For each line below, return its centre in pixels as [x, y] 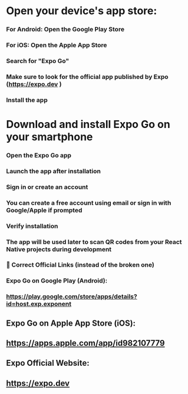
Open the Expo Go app [39, 155]
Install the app [27, 100]
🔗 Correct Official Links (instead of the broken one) [80, 265]
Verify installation [32, 226]
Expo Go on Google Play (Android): [57, 281]
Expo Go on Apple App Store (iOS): [71, 323]
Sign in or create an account [47, 187]
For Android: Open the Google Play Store [65, 29]
